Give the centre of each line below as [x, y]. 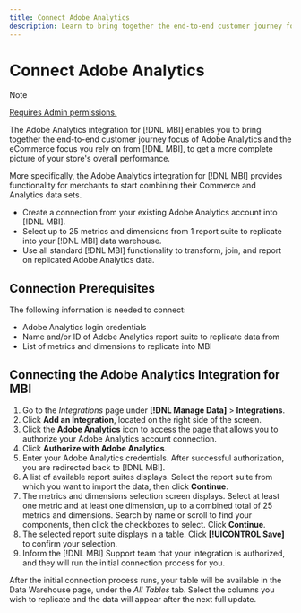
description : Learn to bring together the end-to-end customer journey [146, 26]
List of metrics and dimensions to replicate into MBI [117, 346]
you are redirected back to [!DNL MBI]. [94, 468]
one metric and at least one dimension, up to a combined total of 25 [147, 506]
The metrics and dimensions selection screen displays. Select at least [151, 496]
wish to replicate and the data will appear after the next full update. [133, 600]
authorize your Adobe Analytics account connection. [120, 439]
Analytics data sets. [46, 195]
